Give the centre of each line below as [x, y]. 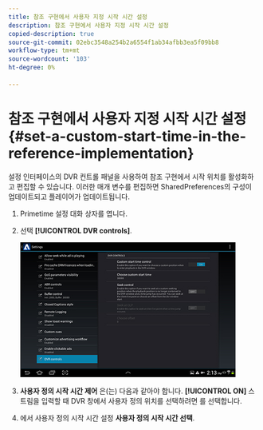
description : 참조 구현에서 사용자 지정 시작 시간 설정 [89, 25]
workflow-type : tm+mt [44, 51]
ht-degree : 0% [32, 68]
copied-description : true [51, 34]
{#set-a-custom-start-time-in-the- [128, 136]
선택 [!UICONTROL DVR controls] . [76, 230]
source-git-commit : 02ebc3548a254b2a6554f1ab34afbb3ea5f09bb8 [114, 42]
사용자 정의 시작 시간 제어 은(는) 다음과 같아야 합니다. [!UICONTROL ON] [133, 391]
